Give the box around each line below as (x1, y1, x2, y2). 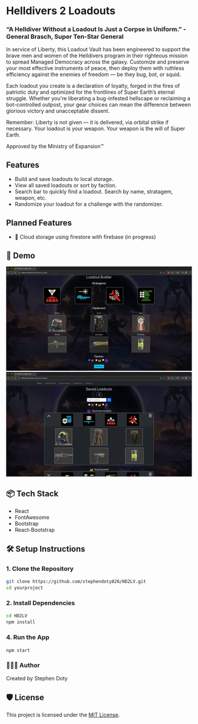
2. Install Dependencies (6, 599, 75, 607)
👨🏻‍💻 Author (6, 662, 40, 670)
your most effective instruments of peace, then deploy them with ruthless (6, 65, 184, 72)
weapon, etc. (14, 195, 47, 202)
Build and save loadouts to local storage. (14, 176, 114, 183)
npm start (6, 647, 31, 653)
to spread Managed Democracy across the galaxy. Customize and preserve (6, 58, 190, 65)
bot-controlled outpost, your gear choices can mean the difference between (6, 101, 192, 108)
